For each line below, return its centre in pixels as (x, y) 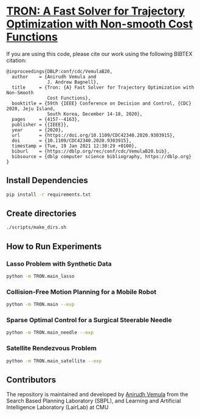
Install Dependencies (47, 181)
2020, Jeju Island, (31, 109)
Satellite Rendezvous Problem (52, 348)
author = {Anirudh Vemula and (54, 77)
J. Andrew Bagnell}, (73, 82)
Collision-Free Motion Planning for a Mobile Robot (81, 292)
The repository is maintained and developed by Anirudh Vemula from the (97, 395)
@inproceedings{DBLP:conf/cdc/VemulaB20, (60, 71)
